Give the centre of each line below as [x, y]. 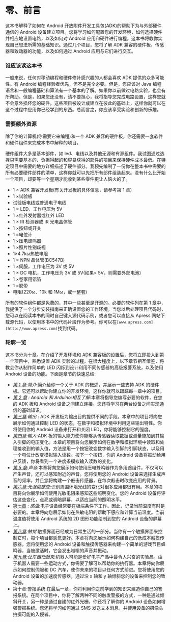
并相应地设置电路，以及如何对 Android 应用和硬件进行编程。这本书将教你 [82, 38]
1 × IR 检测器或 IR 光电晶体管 [42, 221]
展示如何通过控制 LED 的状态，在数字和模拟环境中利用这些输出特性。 [85, 423]
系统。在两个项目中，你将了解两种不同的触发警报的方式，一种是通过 [89, 595]
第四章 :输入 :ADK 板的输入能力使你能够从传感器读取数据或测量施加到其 [86, 436]
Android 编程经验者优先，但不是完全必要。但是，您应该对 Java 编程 [91, 84]
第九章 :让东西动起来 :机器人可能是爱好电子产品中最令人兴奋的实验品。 [85, 557]
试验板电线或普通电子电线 [39, 203]
